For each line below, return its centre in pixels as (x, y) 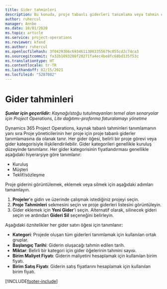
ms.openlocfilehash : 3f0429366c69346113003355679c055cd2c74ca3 (72, 51)
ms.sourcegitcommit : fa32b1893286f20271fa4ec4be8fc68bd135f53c (72, 56)
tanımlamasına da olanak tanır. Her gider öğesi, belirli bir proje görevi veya (81, 139)
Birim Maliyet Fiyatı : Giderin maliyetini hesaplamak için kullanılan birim (85, 256)
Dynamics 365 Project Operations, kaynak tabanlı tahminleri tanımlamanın (81, 128)
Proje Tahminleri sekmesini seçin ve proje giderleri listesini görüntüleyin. (87, 204)
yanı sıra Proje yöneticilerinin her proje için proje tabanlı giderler (70, 133)
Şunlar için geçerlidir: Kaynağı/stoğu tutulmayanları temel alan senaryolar (82, 113)
